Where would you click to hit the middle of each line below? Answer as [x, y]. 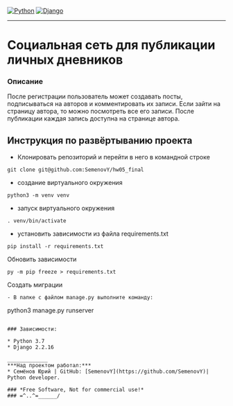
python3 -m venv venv [38, 195]
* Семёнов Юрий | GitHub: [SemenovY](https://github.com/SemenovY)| [108, 372]
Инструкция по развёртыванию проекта [100, 140]
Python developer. [34, 378]
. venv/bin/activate [37, 221]
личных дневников [65, 60]
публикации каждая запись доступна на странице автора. [94, 118]
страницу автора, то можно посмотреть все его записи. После [101, 112]
